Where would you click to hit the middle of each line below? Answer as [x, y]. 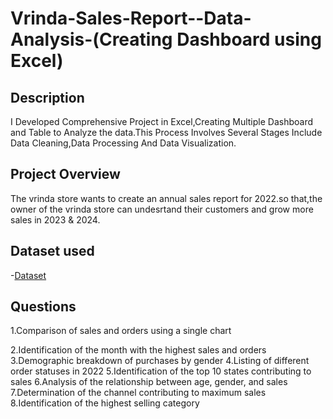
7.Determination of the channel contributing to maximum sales [138, 393]
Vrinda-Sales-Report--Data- [131, 18]
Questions [43, 307]
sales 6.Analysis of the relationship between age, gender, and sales [149, 382]
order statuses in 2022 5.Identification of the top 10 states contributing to [161, 371]
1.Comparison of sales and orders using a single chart [121, 331]
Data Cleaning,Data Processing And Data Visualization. [123, 143]
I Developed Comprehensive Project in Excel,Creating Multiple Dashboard [162, 121]
